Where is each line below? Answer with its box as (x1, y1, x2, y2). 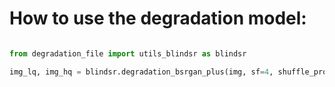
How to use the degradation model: (9, 7, 307, 30)
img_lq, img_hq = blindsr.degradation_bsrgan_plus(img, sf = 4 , (9, 67, 274, 77)
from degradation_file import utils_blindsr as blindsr (9, 48, 247, 59)
